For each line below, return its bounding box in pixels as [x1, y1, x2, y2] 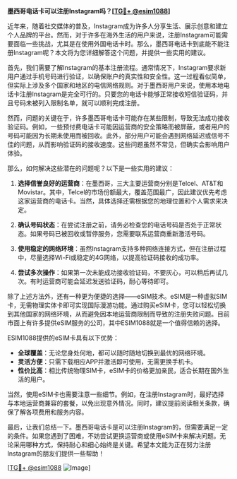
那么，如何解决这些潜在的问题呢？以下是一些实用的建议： [7, 164, 174, 172]
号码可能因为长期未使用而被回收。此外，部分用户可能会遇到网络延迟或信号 [7, 131, 224, 140]
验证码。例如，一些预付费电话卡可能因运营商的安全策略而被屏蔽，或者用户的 [7, 123, 230, 131]
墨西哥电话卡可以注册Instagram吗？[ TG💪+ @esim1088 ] [7, 7, 171, 15]
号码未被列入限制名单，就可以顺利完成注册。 [13, 99, 143, 107]
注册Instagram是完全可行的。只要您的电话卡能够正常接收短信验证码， [19, 90, 222, 98]
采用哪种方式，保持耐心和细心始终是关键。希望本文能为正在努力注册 [13, 441, 212, 449]
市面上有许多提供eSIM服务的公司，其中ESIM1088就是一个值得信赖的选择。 [7, 319, 224, 327]
